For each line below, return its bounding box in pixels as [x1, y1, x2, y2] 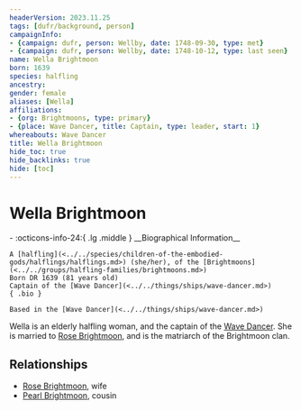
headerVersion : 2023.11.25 [9, 13, 111, 23]
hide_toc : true [9, 147, 67, 156]
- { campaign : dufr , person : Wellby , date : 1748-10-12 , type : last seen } [9, 47, 288, 56]
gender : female [9, 88, 67, 97]
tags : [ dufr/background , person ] [9, 22, 135, 31]
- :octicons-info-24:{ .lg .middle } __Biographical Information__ [9, 232, 241, 243]
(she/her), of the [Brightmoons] [130, 258, 256, 267]
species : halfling [9, 72, 78, 81]
